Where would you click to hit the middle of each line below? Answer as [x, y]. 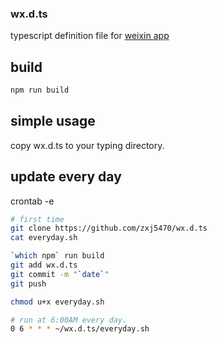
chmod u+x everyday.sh [57, 302]
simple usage [53, 121]
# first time [37, 219]
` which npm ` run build [57, 256]
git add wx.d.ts [44, 265]
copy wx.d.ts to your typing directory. [87, 145]
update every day [66, 177]
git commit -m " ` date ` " [60, 274]
